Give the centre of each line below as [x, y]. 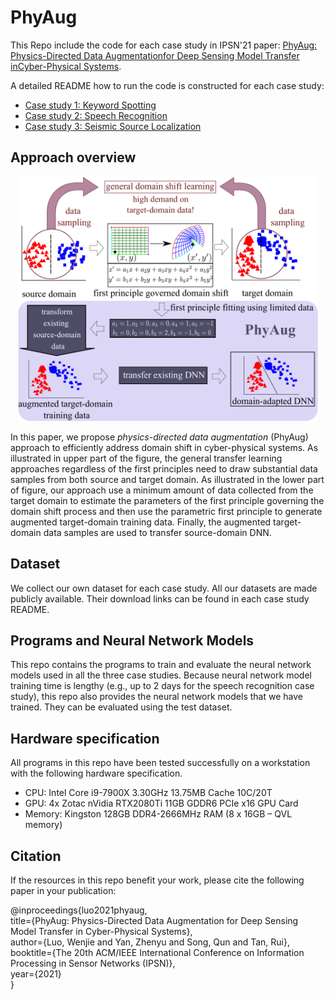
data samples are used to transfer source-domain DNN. [157, 532]
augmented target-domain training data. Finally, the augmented [141, 522]
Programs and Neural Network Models [132, 640]
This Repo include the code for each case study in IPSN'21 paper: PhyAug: [164, 45]
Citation [36, 856]
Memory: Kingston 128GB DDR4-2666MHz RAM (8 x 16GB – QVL [158, 814]
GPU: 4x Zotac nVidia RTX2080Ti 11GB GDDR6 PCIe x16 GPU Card [161, 803]
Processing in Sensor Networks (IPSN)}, [93, 963]
